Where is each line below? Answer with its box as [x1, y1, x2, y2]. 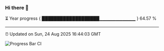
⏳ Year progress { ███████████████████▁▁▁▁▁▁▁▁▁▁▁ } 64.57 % [5, 15, 157, 21]
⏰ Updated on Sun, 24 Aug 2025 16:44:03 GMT [5, 31, 101, 37]
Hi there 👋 [5, 4, 29, 11]
